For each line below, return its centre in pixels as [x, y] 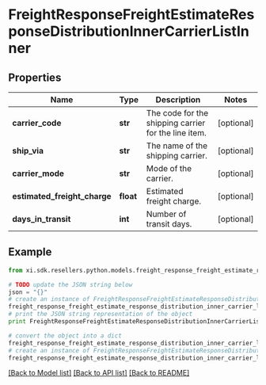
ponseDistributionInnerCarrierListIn [129, 31]
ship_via [28, 151]
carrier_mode [38, 173]
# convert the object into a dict [65, 335]
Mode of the [169, 168]
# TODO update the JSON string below [70, 284]
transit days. [169, 224]
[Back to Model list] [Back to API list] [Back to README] [99, 373]
